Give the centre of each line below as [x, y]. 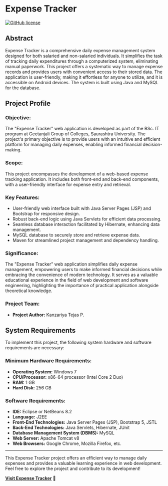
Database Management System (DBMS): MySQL [63, 433]
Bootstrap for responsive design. [46, 214]
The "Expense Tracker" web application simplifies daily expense [71, 264]
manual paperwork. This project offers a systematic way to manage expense [84, 66]
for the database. [23, 88]
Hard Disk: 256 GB [32, 388]
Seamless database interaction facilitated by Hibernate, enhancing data [86, 224]
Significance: [22, 253]
